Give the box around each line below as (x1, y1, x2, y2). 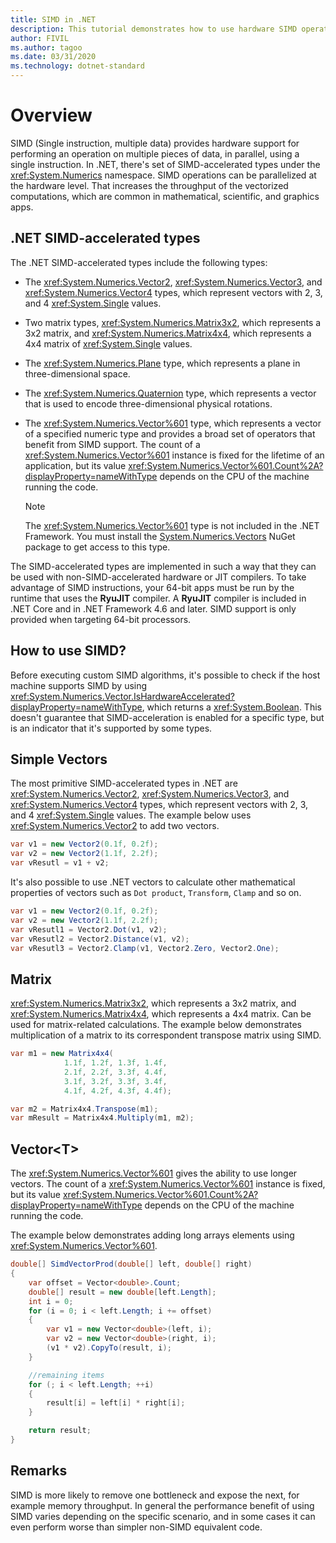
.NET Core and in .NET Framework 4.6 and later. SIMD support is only (10, 602, 297, 615)
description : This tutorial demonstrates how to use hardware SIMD (10, 24, 298, 34)
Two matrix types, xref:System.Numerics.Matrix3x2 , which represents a (24, 316, 322, 328)
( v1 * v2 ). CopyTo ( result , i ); (46, 1343, 172, 1353)
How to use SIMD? (10, 642, 127, 660)
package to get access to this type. (24, 541, 171, 553)
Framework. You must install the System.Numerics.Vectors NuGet (24, 530, 296, 542)
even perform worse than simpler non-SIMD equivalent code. (10, 1521, 263, 1533)
